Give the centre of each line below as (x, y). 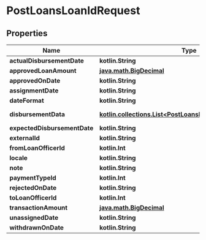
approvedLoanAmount (43, 71)
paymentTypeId (33, 178)
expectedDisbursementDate (51, 128)
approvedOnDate (35, 81)
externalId (25, 138)
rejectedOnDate (33, 188)
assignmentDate (34, 91)
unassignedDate (34, 218)
